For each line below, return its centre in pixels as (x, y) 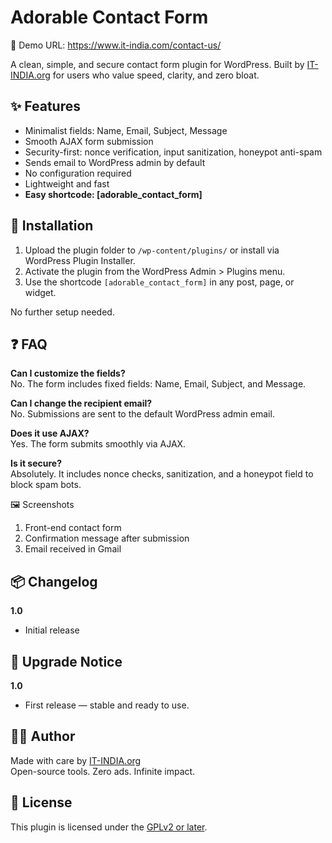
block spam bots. (46, 485)
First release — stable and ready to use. (107, 705)
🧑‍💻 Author (43, 736)
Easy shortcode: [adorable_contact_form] (113, 194)
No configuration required (78, 173)
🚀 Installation (52, 226)
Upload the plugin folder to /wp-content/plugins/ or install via (152, 250)
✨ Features (45, 106)
